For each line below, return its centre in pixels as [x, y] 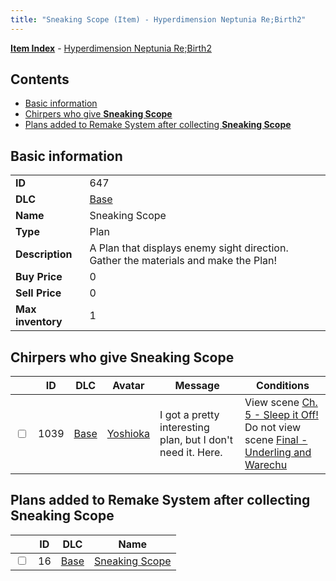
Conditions [283, 386]
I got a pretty [189, 415]
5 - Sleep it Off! [281, 415]
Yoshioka [128, 434]
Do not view [273, 428]
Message [197, 386]
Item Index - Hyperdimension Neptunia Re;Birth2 [111, 48]
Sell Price [38, 293]
